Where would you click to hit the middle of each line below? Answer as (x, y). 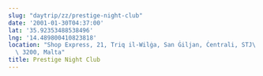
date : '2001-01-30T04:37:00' (56, 23)
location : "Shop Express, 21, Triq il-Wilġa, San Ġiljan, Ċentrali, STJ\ (132, 45)
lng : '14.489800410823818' (53, 38)
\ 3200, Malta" (40, 52)
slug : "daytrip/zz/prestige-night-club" (76, 15)
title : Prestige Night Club (54, 60)
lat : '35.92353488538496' (51, 30)
